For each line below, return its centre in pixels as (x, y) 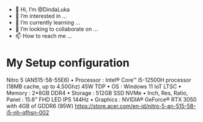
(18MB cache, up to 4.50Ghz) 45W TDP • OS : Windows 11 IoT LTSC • (94, 86)
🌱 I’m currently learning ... (48, 22)
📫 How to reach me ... (43, 36)
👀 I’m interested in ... (41, 16)
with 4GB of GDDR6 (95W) (40, 106)
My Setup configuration (68, 63)
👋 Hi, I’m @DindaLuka (42, 10)
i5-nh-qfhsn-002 (28, 112)
